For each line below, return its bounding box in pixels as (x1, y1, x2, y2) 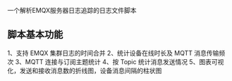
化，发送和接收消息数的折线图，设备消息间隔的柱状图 (7, 66, 162, 75)
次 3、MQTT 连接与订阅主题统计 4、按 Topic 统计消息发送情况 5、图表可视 (7, 57, 224, 66)
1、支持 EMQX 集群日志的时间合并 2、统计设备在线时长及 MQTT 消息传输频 (7, 49, 226, 57)
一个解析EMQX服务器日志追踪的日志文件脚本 (7, 6, 137, 14)
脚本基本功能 (7, 29, 63, 41)
